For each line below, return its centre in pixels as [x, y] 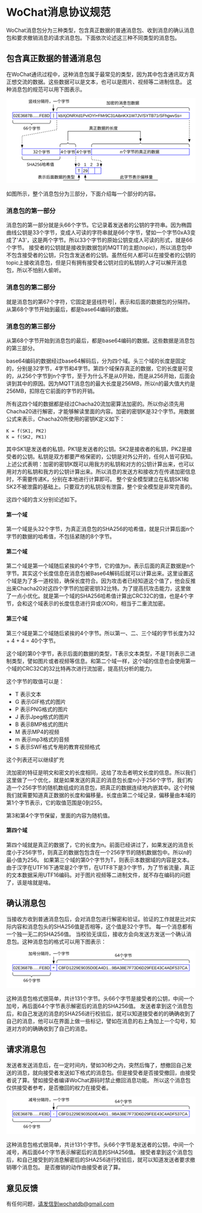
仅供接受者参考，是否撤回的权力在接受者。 [59, 1088]
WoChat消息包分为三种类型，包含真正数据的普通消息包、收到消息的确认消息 [100, 30]
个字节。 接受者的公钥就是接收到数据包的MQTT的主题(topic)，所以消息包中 [99, 248]
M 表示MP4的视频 [37, 732]
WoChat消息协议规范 [59, 12]
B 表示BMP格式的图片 [42, 724]
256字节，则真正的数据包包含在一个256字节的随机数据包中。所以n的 [107, 852]
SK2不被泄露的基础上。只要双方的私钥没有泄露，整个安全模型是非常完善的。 [101, 487]
